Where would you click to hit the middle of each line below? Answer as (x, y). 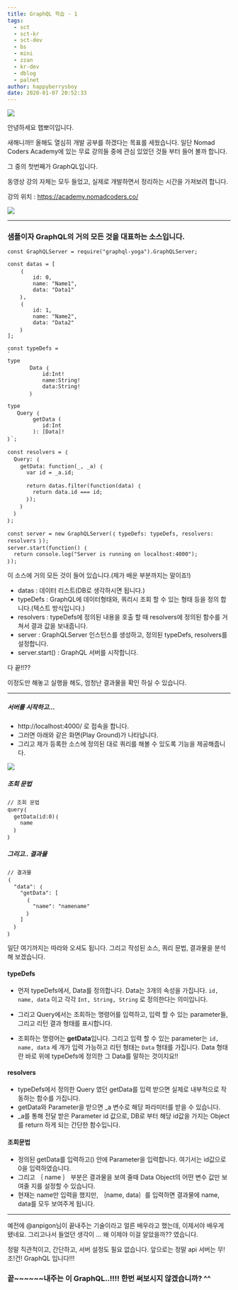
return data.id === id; (68, 492)
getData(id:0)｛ (36, 817)
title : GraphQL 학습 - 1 (42, 14)
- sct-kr (27, 34)
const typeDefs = (33, 348)
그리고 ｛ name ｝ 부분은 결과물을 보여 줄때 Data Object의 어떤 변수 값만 (119, 1177)
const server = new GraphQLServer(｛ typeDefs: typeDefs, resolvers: (110, 534)
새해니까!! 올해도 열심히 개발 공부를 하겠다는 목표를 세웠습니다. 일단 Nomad (111, 143)
